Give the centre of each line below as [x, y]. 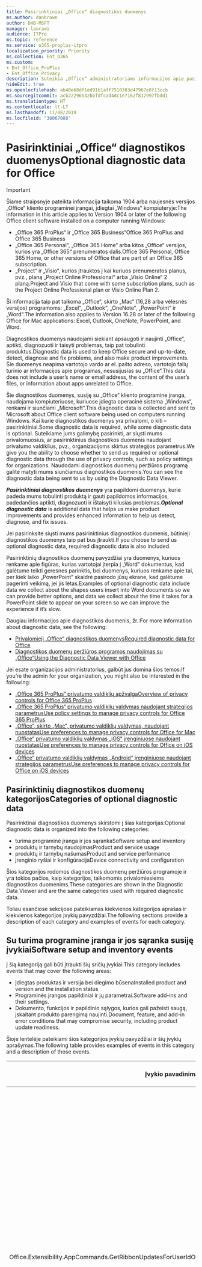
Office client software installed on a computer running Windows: [86, 221]
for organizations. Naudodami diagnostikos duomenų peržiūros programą [97, 465]
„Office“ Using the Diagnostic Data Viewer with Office [80, 658]
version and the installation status [57, 989]
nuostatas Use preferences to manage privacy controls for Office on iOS [104, 745]
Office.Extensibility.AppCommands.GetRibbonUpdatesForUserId [100, 1257]
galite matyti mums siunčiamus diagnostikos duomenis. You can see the [95, 472]
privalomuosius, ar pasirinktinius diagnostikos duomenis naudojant [89, 440]
